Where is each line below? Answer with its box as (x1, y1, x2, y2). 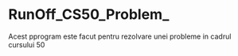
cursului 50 (8, 39, 45, 49)
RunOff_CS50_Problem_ (8, 6, 170, 24)
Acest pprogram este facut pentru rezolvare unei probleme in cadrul (8, 32, 232, 41)
